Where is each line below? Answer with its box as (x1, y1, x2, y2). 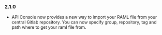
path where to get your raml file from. (11, 24, 87, 30)
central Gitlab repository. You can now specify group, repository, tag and (11, 19, 157, 25)
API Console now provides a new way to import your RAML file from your (11, 14, 157, 20)
